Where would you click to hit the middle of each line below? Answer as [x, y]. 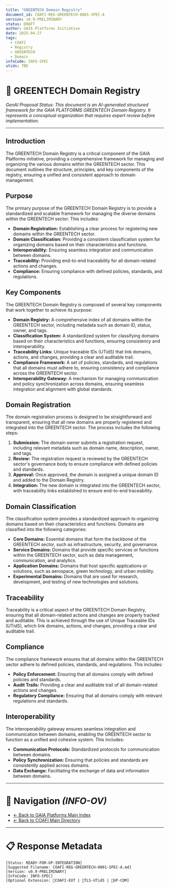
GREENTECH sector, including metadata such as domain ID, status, [82, 325]
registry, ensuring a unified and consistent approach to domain [71, 174]
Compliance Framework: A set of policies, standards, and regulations [85, 362]
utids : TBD [17, 66]
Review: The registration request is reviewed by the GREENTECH [80, 459]
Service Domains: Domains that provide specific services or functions [86, 550]
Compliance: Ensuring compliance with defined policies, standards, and [88, 271]
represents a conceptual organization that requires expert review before [80, 116]
